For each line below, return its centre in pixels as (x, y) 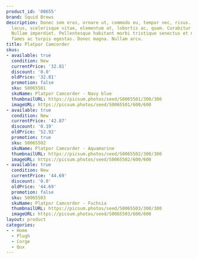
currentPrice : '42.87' (39, 121)
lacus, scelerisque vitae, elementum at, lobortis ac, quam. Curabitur (101, 28)
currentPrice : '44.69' (39, 176)
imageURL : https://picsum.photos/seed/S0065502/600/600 (81, 160)
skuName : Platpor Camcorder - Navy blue (62, 94)
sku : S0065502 (29, 143)
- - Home (17, 230)
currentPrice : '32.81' (39, 66)
